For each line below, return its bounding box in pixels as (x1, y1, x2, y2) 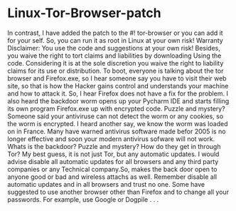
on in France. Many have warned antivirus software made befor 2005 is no (7, 127, 226, 135)
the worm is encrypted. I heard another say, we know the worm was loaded (7, 119, 228, 128)
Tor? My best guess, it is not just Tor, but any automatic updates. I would (7, 150, 220, 158)
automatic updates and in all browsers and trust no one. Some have (7, 180, 205, 188)
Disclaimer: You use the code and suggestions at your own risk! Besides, (7, 43, 220, 52)
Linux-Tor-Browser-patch (7, 5, 161, 21)
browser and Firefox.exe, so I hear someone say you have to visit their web (7, 73, 227, 83)
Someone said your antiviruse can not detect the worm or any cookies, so (7, 112, 224, 120)
